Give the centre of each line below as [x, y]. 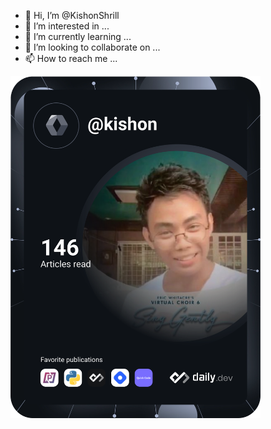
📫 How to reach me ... [71, 58]
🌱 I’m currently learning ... [78, 36]
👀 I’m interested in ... [67, 26]
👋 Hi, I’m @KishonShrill [72, 15]
